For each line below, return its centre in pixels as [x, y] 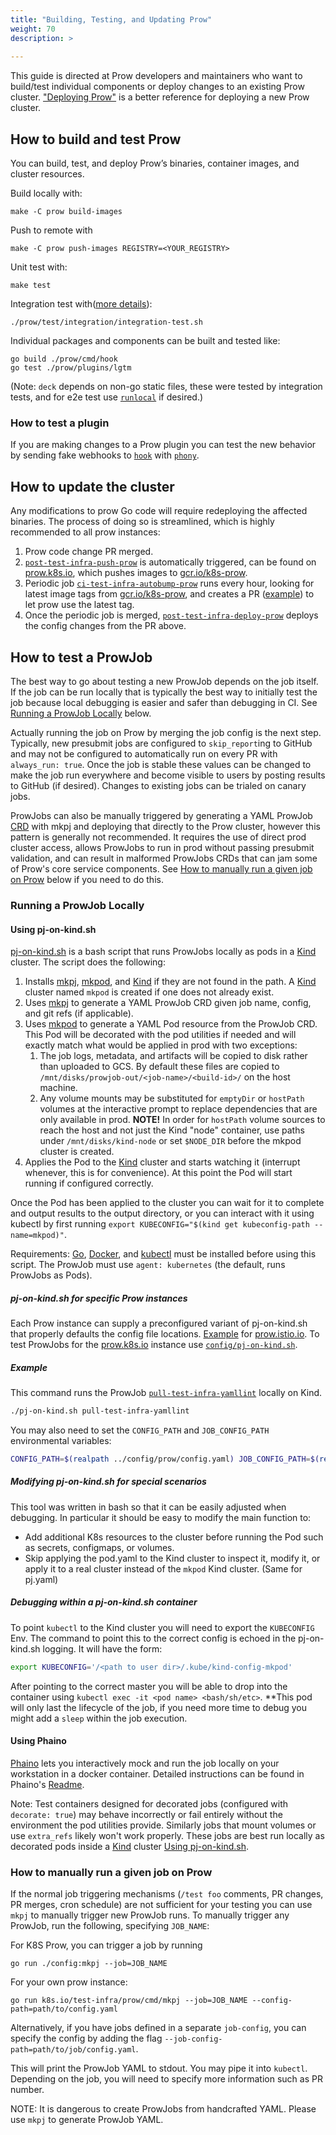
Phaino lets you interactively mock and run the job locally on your [145, 1763]
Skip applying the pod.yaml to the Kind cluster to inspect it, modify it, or [172, 1558]
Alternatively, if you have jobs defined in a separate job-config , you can [158, 2028]
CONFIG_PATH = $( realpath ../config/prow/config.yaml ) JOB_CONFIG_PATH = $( [165, 1459]
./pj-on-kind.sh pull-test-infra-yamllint [100, 1411]
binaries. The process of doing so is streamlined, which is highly [142, 522]
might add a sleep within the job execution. [99, 1718]
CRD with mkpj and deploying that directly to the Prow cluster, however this [165, 826]
